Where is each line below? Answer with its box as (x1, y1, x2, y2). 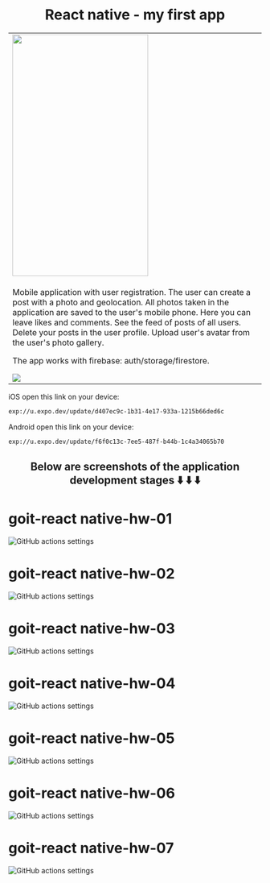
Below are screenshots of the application (30, 460, 240, 474)
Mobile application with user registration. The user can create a (12, 286, 252, 297)
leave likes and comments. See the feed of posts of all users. (12, 317, 241, 328)
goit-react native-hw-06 (8, 784, 175, 802)
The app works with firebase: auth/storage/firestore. (12, 354, 210, 366)
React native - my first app (44, 6, 226, 24)
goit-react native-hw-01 (8, 510, 173, 529)
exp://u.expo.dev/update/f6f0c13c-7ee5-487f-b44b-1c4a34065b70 (8, 437, 225, 446)
